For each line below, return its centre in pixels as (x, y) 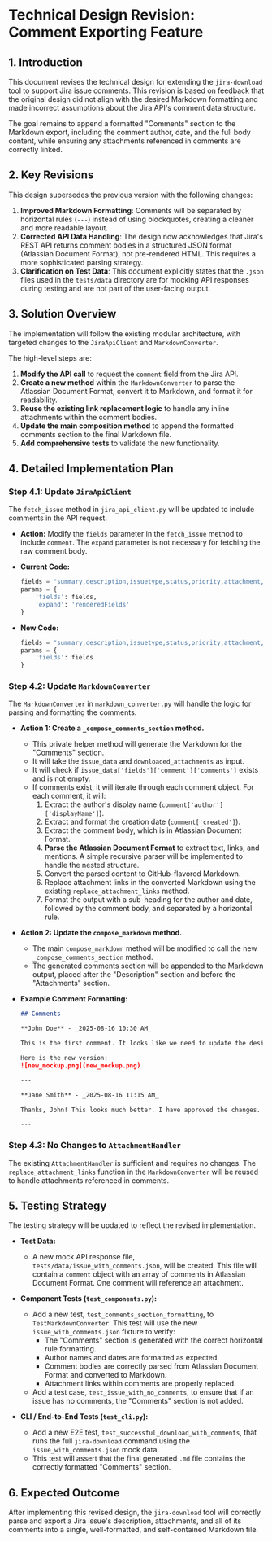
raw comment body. (54, 551)
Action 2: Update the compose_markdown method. (101, 933)
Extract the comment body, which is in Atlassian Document (143, 830)
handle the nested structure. (92, 865)
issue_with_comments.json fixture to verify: (104, 1332)
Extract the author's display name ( (103, 804)
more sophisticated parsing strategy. (82, 262)
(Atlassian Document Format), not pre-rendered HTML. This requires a (138, 253)
